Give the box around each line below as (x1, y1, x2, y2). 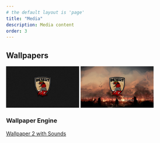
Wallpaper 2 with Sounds (6, 130, 67, 137)
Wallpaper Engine (6, 117, 57, 125)
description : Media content (6, 22, 75, 28)
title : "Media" (6, 15, 43, 22)
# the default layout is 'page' (6, 9, 85, 15)
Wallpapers (6, 50, 48, 60)
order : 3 (6, 28, 27, 34)
